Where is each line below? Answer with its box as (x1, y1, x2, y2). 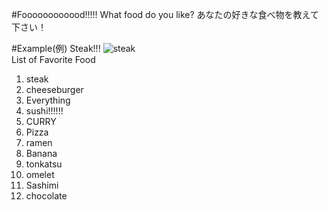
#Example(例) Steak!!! (11, 43, 101, 54)
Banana (25, 148, 58, 159)
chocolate (25, 190, 68, 202)
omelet (25, 169, 55, 180)
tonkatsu (25, 158, 63, 170)
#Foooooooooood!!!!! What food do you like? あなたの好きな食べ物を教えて (11, 9, 319, 20)
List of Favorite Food (11, 54, 96, 65)
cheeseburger (25, 84, 84, 95)
